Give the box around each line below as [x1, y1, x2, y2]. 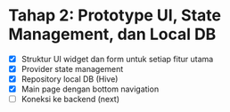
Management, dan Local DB [8, 24, 217, 44]
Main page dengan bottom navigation [21, 84, 160, 94]
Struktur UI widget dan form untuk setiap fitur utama [21, 53, 214, 64]
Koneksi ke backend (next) [21, 94, 120, 105]
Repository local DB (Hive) [21, 74, 119, 84]
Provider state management [21, 64, 124, 74]
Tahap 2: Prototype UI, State [8, 5, 222, 26]
